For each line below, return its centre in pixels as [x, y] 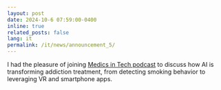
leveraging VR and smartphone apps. [60, 79]
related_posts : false [38, 32]
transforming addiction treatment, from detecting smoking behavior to [106, 72]
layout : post [26, 13]
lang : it [20, 39]
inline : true [26, 26]
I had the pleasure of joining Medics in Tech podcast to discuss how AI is [110, 64]
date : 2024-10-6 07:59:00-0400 [52, 20]
